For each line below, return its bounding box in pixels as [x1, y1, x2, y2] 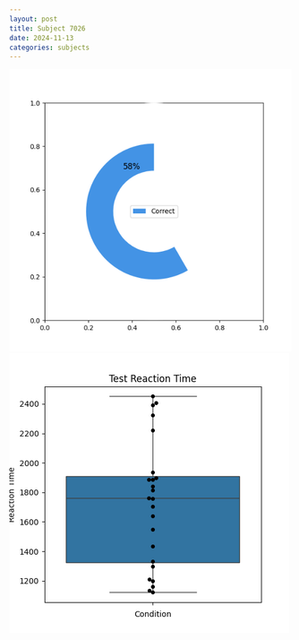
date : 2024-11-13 [9, 33, 74, 42]
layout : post [9, 14, 58, 23]
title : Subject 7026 [9, 23, 87, 33]
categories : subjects [9, 43, 90, 52]
